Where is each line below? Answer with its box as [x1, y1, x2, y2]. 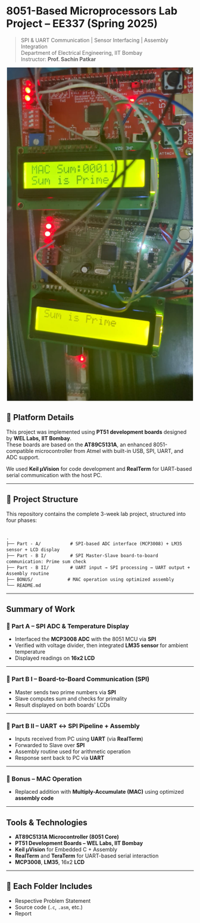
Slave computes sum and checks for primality [14, 695, 127, 702]
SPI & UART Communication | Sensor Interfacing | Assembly [20, 36, 168, 43]
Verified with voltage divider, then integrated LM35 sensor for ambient [14, 642, 189, 649]
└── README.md [6, 582, 42, 588]
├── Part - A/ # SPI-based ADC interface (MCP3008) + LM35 [6, 540, 183, 546]
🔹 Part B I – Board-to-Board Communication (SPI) [6, 675, 150, 683]
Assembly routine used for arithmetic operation [14, 748, 131, 755]
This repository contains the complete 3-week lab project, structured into [6, 510, 186, 517]
